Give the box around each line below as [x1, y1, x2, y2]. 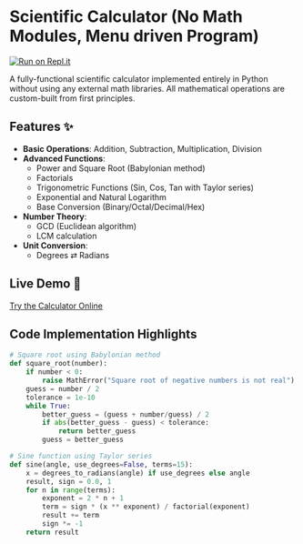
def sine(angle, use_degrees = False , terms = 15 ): [9, 459, 194, 469]
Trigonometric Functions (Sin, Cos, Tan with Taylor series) [35, 182, 255, 193]
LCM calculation [35, 230, 97, 241]
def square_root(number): [9, 359, 107, 368]
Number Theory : [22, 211, 87, 222]
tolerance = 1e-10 [25, 393, 96, 402]
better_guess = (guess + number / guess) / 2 [42, 409, 209, 419]
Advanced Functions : [22, 153, 106, 164]
